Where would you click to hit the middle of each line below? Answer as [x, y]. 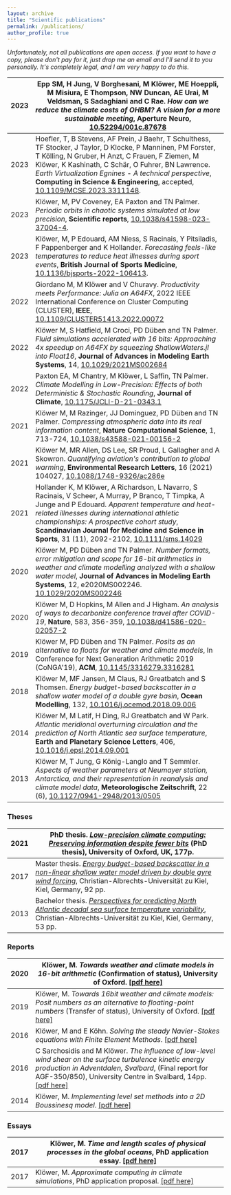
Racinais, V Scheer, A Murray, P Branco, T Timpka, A [120, 496]
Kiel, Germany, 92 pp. [70, 889]
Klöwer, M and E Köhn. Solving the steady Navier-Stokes [128, 1031]
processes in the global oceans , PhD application [128, 1152]
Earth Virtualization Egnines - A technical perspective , [123, 173]
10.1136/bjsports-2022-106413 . [92, 273]
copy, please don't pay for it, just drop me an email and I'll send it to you [110, 60]
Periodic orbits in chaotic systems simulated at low [118, 210]
